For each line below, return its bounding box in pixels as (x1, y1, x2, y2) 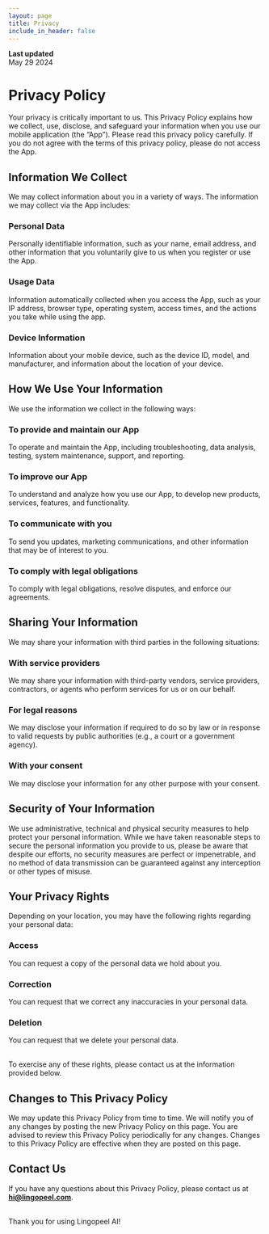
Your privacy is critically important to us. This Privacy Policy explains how (8, 112, 253, 122)
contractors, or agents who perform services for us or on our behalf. (8, 684, 236, 694)
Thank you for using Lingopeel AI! (8, 1216, 121, 1226)
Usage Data (8, 276, 55, 288)
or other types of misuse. (8, 866, 93, 876)
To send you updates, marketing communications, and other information (8, 537, 249, 546)
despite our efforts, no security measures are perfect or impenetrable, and (8, 849, 256, 859)
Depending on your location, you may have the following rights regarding (8, 911, 251, 921)
